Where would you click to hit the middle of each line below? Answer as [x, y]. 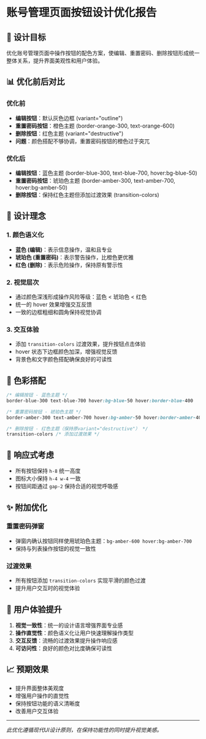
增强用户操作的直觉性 [42, 695]
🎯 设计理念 [26, 216]
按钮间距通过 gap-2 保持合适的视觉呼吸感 [67, 486]
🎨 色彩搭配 [26, 381]
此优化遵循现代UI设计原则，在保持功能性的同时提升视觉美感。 [84, 730]
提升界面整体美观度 [40, 688]
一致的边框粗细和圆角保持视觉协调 [58, 312]
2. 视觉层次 [23, 282]
